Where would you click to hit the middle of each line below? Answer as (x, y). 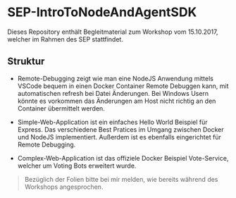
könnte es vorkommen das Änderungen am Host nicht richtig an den (117, 101)
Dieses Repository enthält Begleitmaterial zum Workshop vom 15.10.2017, (113, 32)
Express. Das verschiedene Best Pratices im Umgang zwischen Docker (120, 129)
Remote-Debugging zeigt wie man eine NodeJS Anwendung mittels (115, 78)
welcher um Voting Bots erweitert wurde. (77, 166)
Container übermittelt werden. (61, 108)
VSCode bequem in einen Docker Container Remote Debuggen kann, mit (123, 86)
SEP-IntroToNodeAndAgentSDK (102, 12)
